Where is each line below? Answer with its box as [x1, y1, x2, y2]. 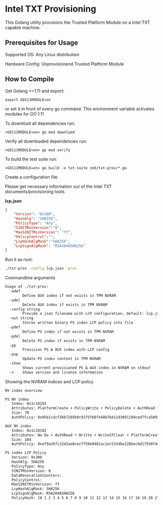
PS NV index [5, 397, 29, 402]
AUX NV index [5, 424, 32, 428]
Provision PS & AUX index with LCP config [22, 347, 110, 352]
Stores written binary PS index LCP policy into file [22, 320, 133, 326]
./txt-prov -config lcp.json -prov [5, 266, 77, 271]
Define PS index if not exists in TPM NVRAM [22, 329, 114, 334]
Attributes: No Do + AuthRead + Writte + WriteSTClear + [11, 433, 130, 438]
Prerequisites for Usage [5, 39, 79, 47]
